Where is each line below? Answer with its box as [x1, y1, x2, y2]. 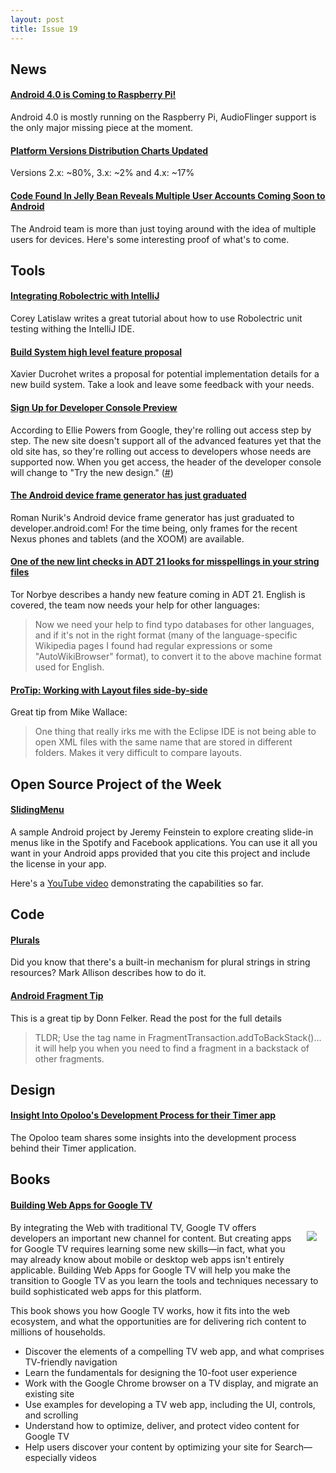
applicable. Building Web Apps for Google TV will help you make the [10, 1264, 291, 1276]
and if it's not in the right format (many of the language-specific [34, 629, 298, 641]
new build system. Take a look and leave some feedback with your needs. [10, 379, 315, 391]
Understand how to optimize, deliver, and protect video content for [24, 1419, 300, 1431]
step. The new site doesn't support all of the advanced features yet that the [10, 434, 322, 446]
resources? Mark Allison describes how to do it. [10, 967, 207, 979]
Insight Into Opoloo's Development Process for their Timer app [10, 1109, 277, 1121]
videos [68, 1451, 97, 1463]
